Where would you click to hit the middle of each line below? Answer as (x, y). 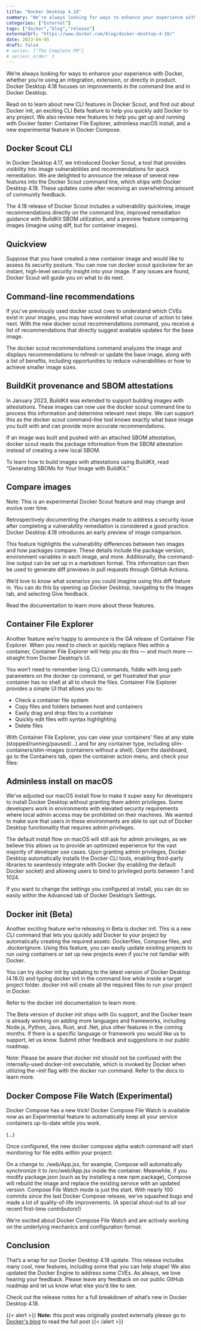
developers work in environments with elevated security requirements (92, 808)
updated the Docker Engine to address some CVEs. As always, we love (94, 1273)
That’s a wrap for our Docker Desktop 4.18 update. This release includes (95, 1260)
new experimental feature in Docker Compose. (64, 129)
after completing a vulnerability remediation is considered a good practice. (98, 526)
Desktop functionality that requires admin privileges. (71, 828)
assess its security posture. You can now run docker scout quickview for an (100, 265)
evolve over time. (28, 508)
